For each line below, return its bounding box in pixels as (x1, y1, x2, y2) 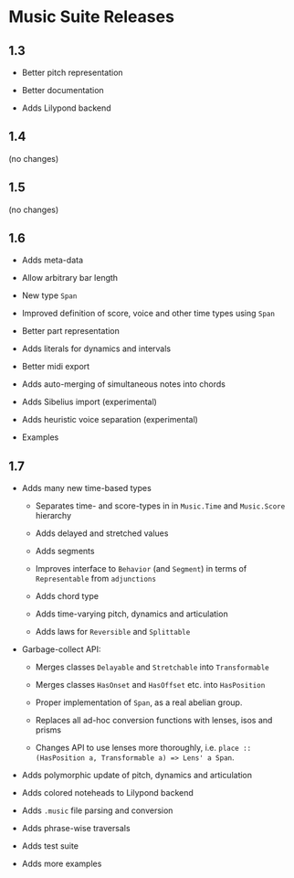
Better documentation (21, 85, 104, 95)
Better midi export (21, 361, 90, 372)
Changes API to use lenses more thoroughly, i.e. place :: (35, 743, 252, 754)
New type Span (21, 290, 78, 301)
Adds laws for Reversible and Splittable (35, 626, 191, 637)
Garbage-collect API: (21, 644, 101, 655)
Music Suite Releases (8, 6, 175, 27)
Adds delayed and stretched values (35, 528, 169, 539)
